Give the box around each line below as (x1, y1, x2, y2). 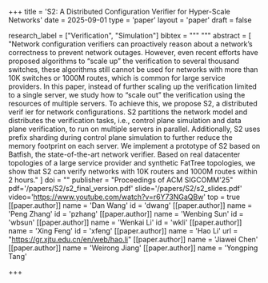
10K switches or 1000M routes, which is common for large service (8, 74, 226, 82)
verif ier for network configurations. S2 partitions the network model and (8, 107, 248, 117)
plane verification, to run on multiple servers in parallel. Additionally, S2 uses (8, 124, 261, 134)
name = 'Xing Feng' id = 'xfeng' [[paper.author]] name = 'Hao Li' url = (8, 226, 238, 235)
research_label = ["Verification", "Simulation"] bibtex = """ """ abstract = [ (8, 31, 252, 40)
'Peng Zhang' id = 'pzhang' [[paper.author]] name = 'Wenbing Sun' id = (8, 209, 244, 218)
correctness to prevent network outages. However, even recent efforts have (8, 48, 258, 57)
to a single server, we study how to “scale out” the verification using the (8, 90, 246, 99)
